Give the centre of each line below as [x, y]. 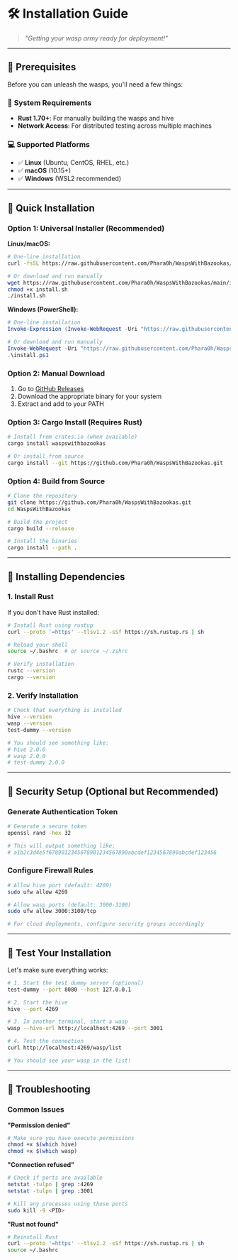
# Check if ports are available [55, 1178]
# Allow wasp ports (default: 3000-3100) [69, 905]
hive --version [30, 717]
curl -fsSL [23, 263]
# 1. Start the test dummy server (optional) [75, 983]
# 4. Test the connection [45, 1041]
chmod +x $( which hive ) [42, 1145]
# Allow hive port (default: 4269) [60, 885]
